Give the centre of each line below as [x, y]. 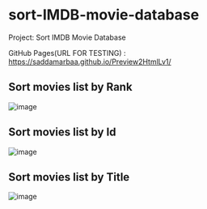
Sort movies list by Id [62, 132]
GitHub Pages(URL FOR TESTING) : [68, 53]
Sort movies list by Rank [70, 87]
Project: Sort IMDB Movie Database [68, 37]
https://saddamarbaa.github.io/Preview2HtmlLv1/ [90, 62]
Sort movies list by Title [69, 177]
